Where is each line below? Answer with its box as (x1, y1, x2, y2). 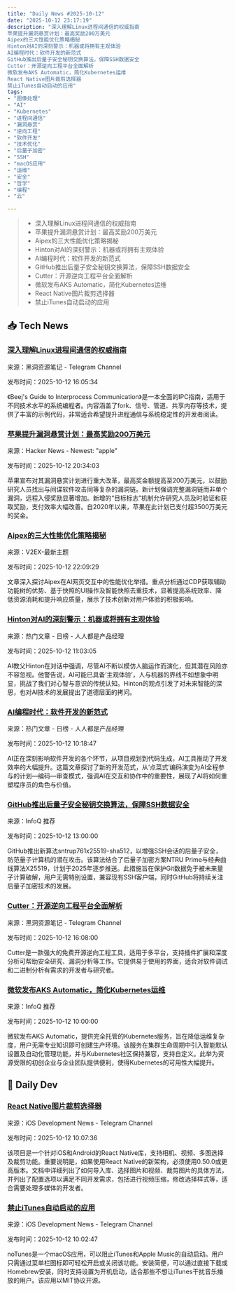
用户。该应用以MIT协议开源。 (19, 1276, 105, 1284)
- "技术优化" (7, 141, 41, 148)
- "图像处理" (7, 95, 41, 102)
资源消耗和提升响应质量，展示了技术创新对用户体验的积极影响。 (13, 595, 197, 604)
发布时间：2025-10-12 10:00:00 (7, 1017, 99, 1025)
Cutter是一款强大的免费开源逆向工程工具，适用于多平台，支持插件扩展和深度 (7, 948, 227, 957)
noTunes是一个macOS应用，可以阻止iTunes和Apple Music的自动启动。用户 (7, 1250, 224, 1258)
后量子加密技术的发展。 (7, 881, 75, 891)
